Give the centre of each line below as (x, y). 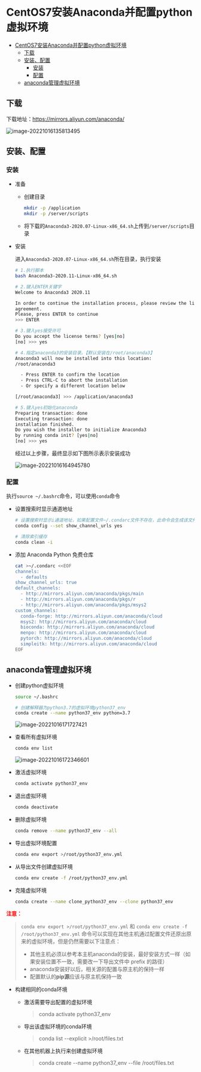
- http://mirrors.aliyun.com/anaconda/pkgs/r (78, 600)
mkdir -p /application (52, 208)
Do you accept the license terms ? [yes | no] (70, 337)
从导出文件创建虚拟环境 (44, 866)
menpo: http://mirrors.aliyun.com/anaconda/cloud (83, 633)
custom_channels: (36, 610)
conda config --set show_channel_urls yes (68, 526)
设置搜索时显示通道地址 (44, 509)
